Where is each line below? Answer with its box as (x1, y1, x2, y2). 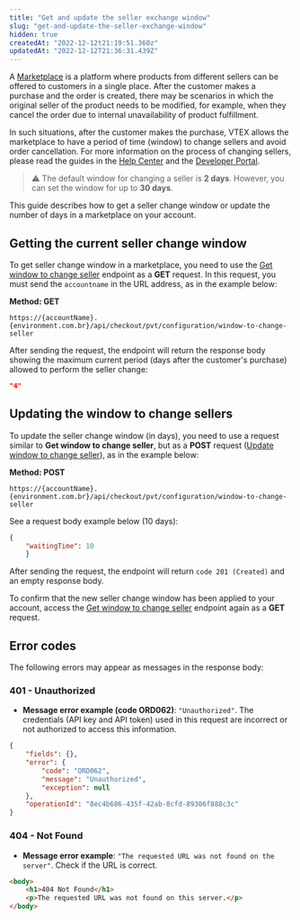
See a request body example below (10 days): (9, 515, 179, 526)
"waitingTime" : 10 (25, 541, 94, 550)
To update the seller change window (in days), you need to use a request (9, 430, 280, 441)
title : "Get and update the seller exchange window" (9, 13, 211, 22)
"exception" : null (41, 783, 110, 792)
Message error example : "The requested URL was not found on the (22, 850, 275, 861)
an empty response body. (9, 576, 104, 586)
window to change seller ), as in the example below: (9, 449, 199, 460)
